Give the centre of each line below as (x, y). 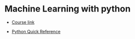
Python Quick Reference (36, 31)
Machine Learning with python (67, 9)
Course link (23, 22)
